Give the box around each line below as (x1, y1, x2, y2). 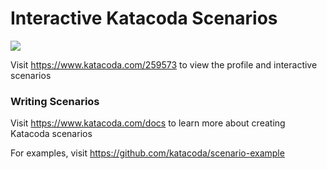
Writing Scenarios (10, 94, 100, 108)
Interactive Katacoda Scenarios (10, 7, 278, 30)
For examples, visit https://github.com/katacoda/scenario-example (10, 147, 285, 159)
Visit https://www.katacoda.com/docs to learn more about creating (10, 117, 286, 129)
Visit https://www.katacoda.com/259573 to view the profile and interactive (10, 58, 318, 71)
